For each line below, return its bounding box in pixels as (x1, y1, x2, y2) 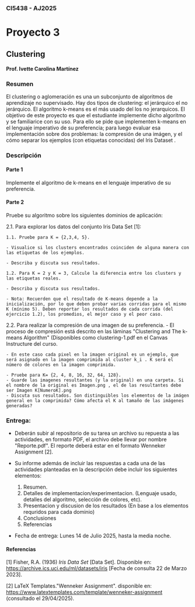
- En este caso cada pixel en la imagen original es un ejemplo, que (6, 352, 179, 357)
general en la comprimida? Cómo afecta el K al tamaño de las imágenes (6, 397, 184, 404)
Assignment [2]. (14, 448, 54, 455)
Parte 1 (6, 166, 23, 173)
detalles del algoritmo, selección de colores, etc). (23, 496, 142, 503)
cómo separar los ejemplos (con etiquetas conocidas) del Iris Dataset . (6, 137, 176, 144)
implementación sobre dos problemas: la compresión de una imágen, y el (6, 131, 183, 138)
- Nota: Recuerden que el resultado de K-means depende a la (6, 296, 158, 302)
